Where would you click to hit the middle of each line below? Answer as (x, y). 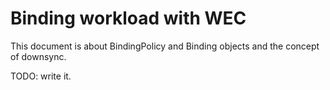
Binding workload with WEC (128, 18)
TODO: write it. (41, 76)
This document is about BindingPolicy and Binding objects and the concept (165, 46)
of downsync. (38, 56)
